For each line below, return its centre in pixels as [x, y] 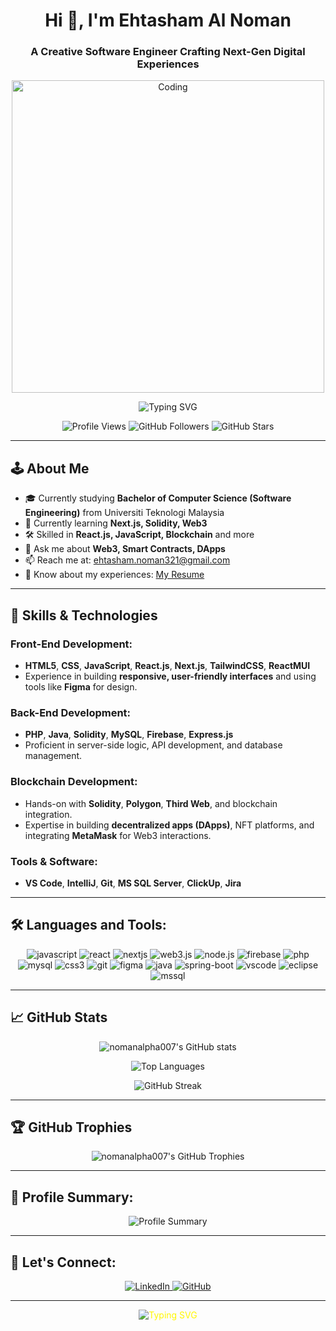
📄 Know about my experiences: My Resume [114, 575]
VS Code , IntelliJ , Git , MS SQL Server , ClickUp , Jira [133, 883]
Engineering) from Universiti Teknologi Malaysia [124, 513]
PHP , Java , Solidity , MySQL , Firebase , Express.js [129, 735]
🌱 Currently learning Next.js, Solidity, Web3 [116, 523]
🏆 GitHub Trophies [71, 1127]
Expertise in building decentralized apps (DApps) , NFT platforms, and [169, 825]
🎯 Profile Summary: [72, 1197]
